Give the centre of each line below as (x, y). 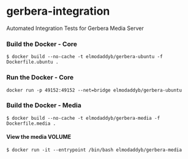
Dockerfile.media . (31, 124)
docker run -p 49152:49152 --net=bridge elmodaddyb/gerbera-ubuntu (94, 90)
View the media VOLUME (39, 137)
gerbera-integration (58, 11)
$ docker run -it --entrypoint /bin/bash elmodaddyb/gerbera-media (94, 150)
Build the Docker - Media (44, 105)
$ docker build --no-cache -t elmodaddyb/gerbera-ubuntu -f (85, 57)
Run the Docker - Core (40, 78)
